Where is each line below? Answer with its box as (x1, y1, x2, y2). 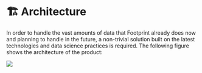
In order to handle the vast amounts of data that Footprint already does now (6, 29, 197, 36)
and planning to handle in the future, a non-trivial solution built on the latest (6, 35, 195, 43)
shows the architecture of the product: (6, 48, 103, 55)
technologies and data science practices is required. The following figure (6, 42, 190, 49)
